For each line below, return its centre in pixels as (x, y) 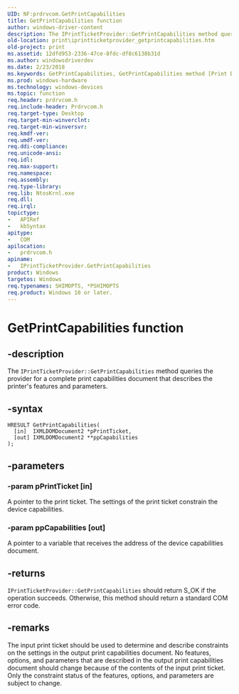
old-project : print (36, 47)
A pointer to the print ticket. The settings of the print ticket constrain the (113, 501)
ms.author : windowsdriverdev (51, 61)
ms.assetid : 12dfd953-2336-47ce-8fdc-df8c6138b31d (84, 54)
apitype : (20, 233)
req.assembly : (28, 180)
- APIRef (23, 220)
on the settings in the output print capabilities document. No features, (109, 653)
